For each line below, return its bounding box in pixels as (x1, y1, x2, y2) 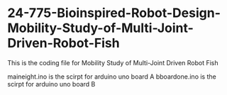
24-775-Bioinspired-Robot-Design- (7, 5, 221, 21)
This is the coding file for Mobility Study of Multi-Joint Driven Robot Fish (7, 58, 218, 67)
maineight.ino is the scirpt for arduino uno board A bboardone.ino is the (7, 72, 216, 81)
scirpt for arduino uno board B (7, 79, 96, 88)
